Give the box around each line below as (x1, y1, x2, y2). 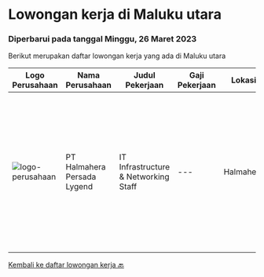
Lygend (65, 181, 93, 192)
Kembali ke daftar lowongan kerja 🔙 (8, 261, 124, 270)
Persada (65, 171, 97, 182)
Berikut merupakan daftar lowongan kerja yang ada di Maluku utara (8, 51, 226, 60)
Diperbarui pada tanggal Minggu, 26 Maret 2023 (8, 34, 197, 45)
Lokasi (231, 75, 257, 86)
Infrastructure (119, 162, 170, 173)
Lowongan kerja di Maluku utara (8, 5, 222, 24)
